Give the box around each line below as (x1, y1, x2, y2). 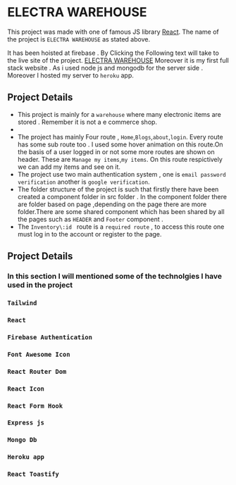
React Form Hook (7, 402, 63, 410)
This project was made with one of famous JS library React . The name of (7, 27, 220, 36)
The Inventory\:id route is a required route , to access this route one (17, 222, 225, 231)
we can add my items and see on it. (17, 163, 121, 171)
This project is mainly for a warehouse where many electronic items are (17, 110, 222, 118)
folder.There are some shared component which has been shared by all (17, 207, 225, 215)
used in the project (7, 280, 73, 290)
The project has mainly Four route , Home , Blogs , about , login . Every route (17, 132, 223, 141)
